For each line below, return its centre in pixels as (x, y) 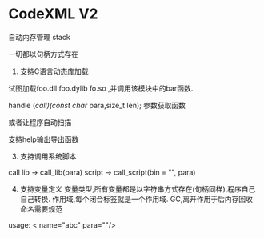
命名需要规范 (41, 208)
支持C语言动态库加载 (54, 71)
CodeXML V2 (53, 14)
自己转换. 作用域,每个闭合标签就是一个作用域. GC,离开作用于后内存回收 (136, 199)
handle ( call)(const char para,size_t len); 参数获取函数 (97, 105)
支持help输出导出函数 (44, 139)
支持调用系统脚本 (48, 156)
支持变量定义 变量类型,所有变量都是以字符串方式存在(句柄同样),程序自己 (138, 188)
